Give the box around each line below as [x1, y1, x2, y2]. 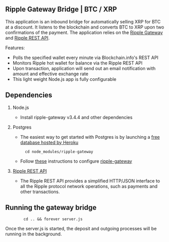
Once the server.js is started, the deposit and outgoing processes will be [5, 226, 157, 232]
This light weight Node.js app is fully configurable [12, 76, 117, 82]
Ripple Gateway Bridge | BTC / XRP [5, 5, 117, 14]
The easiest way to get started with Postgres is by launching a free [20, 134, 160, 140]
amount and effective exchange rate [12, 71, 89, 77]
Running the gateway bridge [5, 203, 97, 212]
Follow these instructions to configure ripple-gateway [20, 158, 132, 164]
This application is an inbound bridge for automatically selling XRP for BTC [5, 18, 161, 24]
